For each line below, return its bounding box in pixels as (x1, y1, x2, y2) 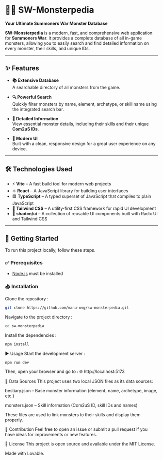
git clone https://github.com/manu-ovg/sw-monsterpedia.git (5, 305, 130, 310)
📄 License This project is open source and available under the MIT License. (5, 441, 155, 447)
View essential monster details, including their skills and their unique (12, 121, 149, 127)
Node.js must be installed (12, 270, 63, 276)
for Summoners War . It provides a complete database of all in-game (5, 35, 142, 41)
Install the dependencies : (5, 332, 57, 338)
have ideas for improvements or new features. (5, 432, 97, 438)
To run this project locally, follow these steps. (5, 247, 96, 253)
